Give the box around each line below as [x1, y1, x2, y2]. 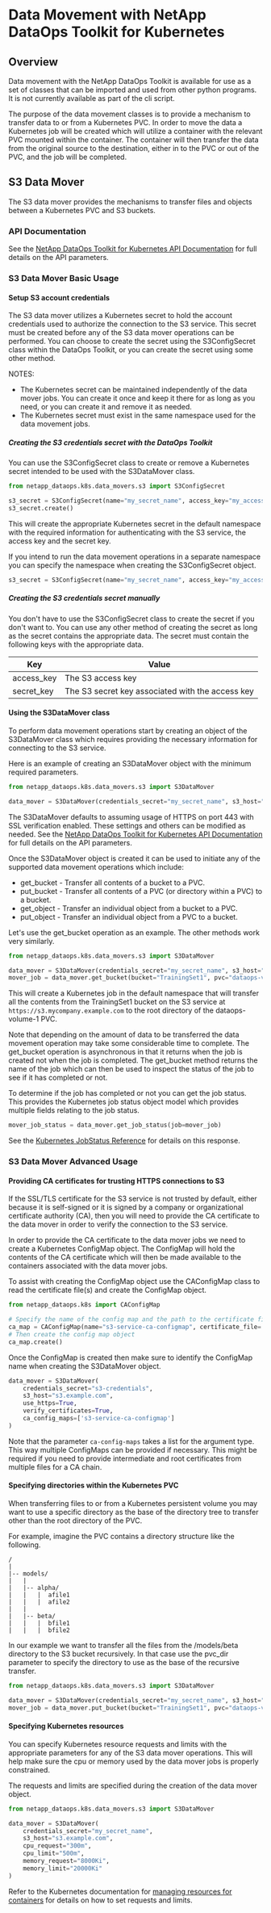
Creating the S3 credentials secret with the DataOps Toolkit [8, 438, 213, 447]
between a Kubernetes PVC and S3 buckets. [8, 205, 156, 215]
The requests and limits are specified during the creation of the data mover [8, 1781, 258, 1790]
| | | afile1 [8, 1591, 70, 1599]
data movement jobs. [19, 419, 90, 429]
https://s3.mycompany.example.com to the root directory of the [8, 1005, 214, 1015]
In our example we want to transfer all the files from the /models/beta [8, 1640, 239, 1650]
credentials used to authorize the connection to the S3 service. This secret [8, 319, 256, 329]
